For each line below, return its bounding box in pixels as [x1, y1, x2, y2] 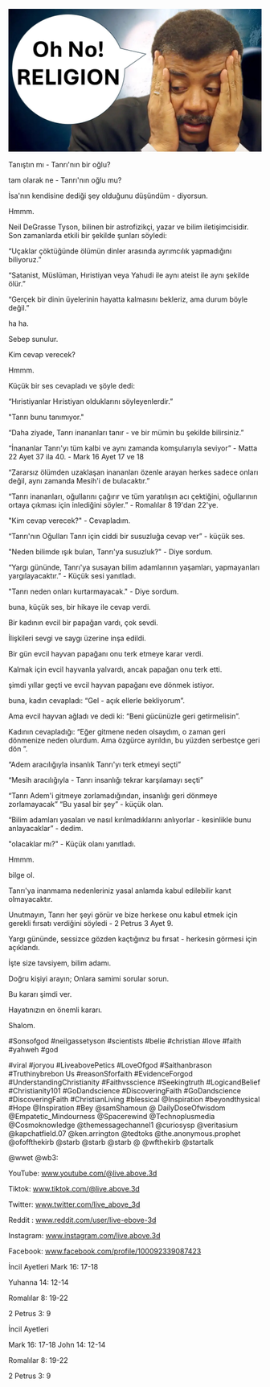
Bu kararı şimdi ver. [8, 989, 72, 998]
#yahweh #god [8, 1044, 59, 1054]
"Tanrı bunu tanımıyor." [8, 412, 84, 422]
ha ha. [8, 319, 30, 328]
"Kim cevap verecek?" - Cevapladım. [8, 516, 131, 525]
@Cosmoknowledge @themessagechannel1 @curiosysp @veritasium [8, 1120, 239, 1130]
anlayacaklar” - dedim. [8, 823, 84, 833]
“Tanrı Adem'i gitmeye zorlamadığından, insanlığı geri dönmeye [8, 790, 218, 801]
